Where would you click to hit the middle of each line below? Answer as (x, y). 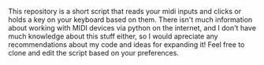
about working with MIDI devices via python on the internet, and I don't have (132, 28)
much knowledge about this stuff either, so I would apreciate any (113, 36)
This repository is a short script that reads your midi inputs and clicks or (125, 11)
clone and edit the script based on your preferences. (94, 53)
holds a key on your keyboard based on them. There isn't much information (130, 20)
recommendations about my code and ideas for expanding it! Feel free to (126, 45)
